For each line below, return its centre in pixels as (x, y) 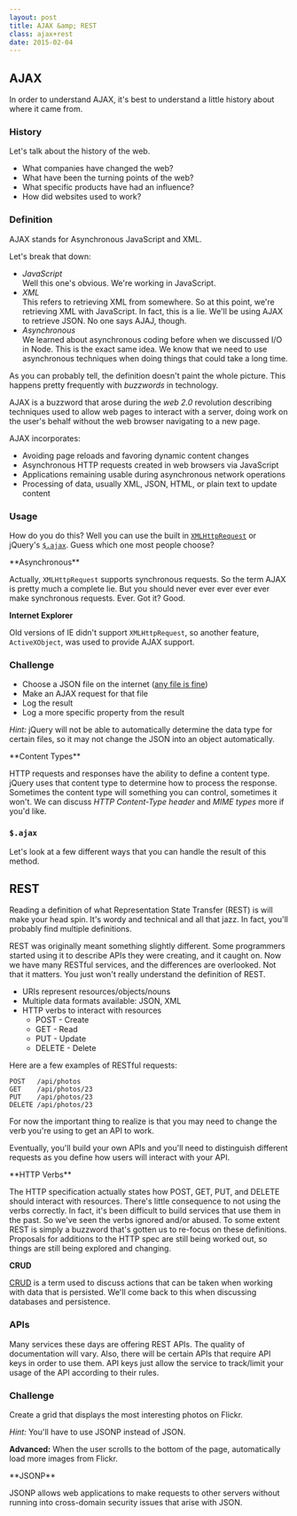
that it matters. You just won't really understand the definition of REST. (137, 975)
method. (24, 861)
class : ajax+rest (41, 34)
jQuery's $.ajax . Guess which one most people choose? (112, 545)
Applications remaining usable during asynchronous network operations (154, 474)
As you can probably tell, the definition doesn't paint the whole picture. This (148, 375)
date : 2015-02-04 (41, 42)
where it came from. (46, 109)
